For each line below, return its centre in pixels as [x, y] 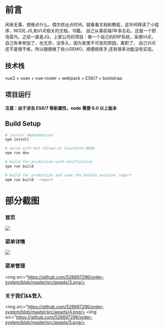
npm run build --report [29, 180]
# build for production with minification [49, 162]
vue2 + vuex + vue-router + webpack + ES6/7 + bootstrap [64, 78]
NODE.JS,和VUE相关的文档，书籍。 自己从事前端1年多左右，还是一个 [83, 30]
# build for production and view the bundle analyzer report [69, 175]
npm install [17, 140]
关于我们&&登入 [24, 296]
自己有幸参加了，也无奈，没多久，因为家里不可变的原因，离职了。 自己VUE [81, 43]
